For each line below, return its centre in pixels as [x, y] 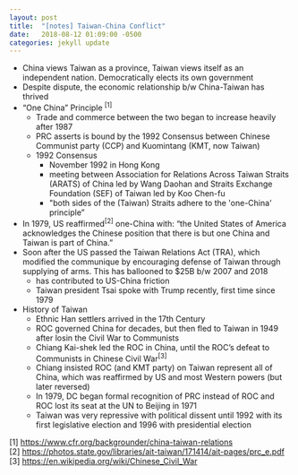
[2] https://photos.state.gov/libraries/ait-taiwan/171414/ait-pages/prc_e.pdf [147, 452]
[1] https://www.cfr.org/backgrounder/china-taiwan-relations [121, 442]
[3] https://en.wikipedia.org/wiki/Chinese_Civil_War [103, 462]
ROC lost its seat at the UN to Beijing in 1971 [116, 406]
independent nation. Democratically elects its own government [138, 78]
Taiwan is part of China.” [68, 242]
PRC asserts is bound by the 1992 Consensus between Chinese [153, 136]
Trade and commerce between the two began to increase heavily [156, 117]
